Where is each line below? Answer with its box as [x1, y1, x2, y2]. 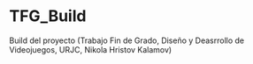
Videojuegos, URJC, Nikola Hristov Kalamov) [9, 44, 172, 54]
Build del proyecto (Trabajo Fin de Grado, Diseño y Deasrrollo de [9, 35, 245, 46]
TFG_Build [9, 6, 87, 26]
